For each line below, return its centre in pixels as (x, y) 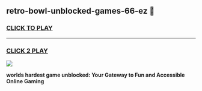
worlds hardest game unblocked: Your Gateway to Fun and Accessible (96, 75)
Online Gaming (25, 81)
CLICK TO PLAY (29, 28)
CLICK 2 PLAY (27, 50)
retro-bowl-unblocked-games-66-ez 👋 (81, 11)
